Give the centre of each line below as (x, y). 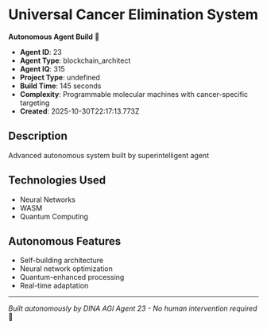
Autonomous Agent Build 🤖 (54, 37)
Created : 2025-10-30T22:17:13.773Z (79, 111)
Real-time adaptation (54, 286)
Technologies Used (57, 180)
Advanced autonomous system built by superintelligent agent (108, 155)
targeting (35, 103)
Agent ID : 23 (41, 52)
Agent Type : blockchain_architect (75, 60)
